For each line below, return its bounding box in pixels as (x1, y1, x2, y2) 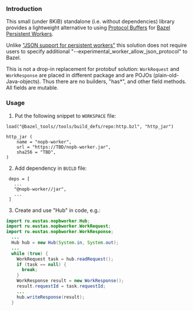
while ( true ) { (11, 251, 49, 257)
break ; (21, 267, 38, 273)
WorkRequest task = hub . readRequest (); (16, 256, 114, 262)
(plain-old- (153, 72, 180, 79)
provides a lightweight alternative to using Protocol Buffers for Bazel (6, 24, 171, 31)
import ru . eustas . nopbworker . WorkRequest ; (6, 223, 111, 230)
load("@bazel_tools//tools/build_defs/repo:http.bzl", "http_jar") (6, 124, 174, 129)
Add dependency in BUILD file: (14, 165, 87, 172)
